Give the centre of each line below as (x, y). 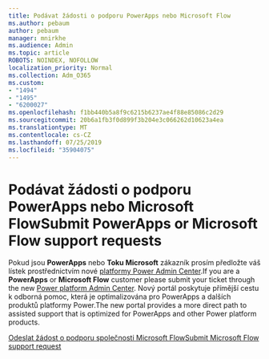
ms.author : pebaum (39, 23)
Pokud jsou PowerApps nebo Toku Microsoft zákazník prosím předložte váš (134, 263)
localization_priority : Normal (60, 68)
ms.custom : (26, 83)
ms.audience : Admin (41, 46)
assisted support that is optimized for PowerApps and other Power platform (132, 314)
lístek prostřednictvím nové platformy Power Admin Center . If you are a (124, 271)
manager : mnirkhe (37, 38)
